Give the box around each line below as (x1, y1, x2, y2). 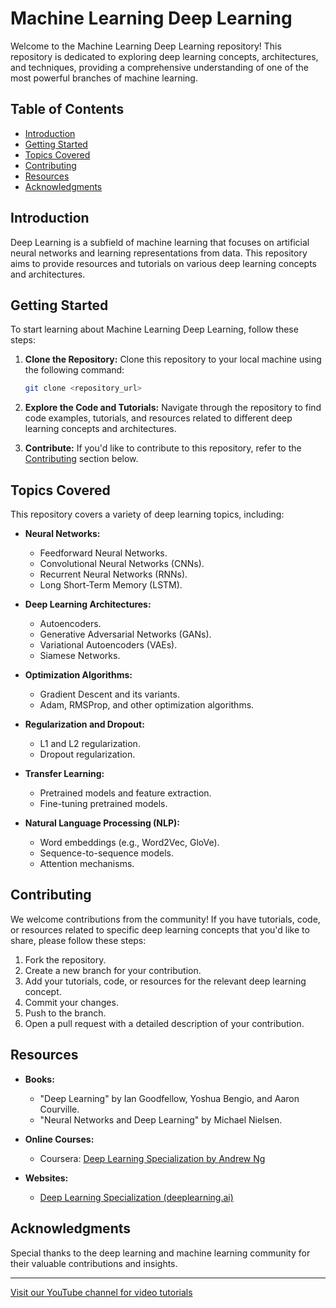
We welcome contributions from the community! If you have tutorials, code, (10, 913, 321, 925)
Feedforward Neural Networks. (39, 547, 168, 559)
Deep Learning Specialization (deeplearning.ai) (39, 1191, 234, 1203)
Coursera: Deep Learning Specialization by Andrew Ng (39, 1152, 266, 1164)
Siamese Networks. (39, 650, 121, 662)
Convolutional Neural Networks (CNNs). (39, 558, 205, 570)
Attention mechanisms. (39, 858, 135, 870)
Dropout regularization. (39, 748, 136, 761)
